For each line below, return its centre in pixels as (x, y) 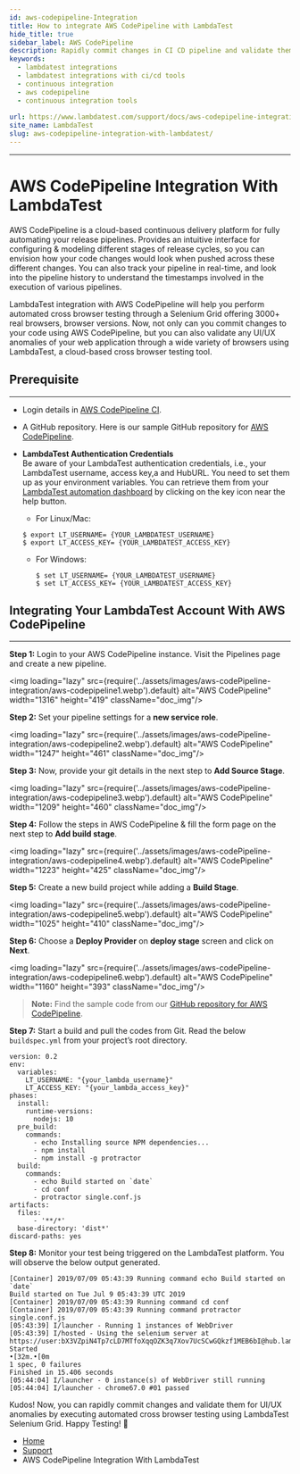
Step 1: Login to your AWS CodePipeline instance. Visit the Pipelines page (145, 654)
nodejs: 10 (53, 1120)
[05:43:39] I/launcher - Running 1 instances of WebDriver (121, 1326)
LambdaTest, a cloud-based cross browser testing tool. (111, 351)
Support (37, 1451)
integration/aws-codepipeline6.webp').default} (95, 978)
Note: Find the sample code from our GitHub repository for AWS (149, 1004)
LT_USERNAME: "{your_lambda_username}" (100, 1080)
